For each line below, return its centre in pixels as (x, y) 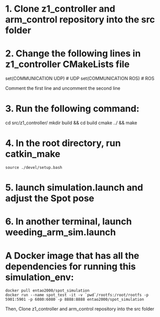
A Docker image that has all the (72, 255)
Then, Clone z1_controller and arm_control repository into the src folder (80, 309)
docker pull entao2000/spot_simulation (47, 291)
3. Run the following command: (72, 109)
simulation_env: (40, 277)
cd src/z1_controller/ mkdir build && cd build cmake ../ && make (71, 123)
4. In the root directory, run (63, 143)
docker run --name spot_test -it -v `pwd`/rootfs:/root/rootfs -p (77, 295)
